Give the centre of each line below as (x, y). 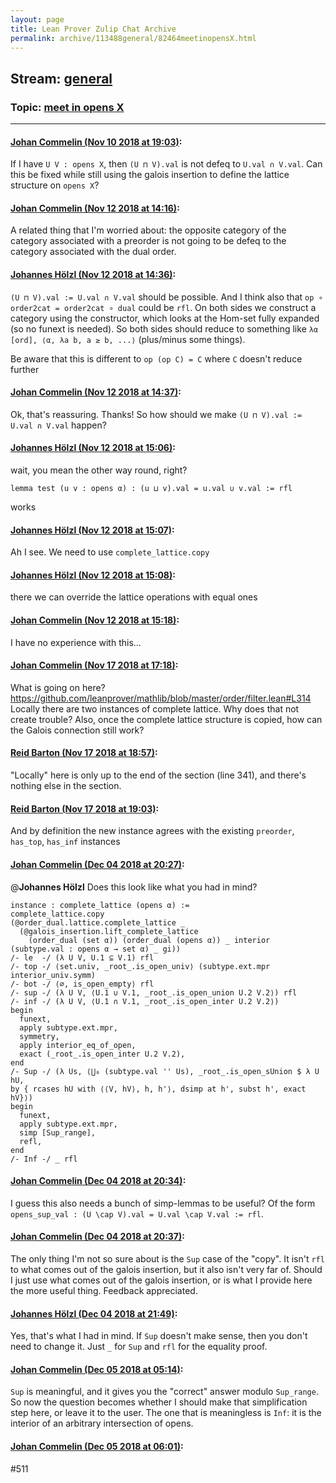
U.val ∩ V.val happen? (58, 425)
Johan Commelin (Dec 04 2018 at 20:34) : (98, 1181)
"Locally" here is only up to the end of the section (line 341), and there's (158, 775)
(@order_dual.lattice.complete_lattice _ (98, 922)
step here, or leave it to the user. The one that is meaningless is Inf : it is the (166, 1413)
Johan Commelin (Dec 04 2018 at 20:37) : (97, 1237)
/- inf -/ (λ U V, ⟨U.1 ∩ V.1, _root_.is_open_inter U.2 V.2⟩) (145, 1001)
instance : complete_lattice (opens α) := (100, 905)
